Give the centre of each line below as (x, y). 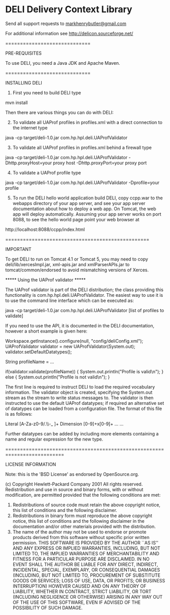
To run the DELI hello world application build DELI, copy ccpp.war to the (88, 198)
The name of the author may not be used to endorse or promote (79, 532)
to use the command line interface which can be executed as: (70, 300)
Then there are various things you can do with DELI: (59, 112)
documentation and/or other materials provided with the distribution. (84, 526)
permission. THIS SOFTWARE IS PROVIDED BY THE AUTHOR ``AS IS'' (86, 543)
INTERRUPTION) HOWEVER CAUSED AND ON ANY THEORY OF (79, 586)
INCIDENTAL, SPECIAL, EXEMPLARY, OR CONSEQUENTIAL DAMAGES (86, 570)
